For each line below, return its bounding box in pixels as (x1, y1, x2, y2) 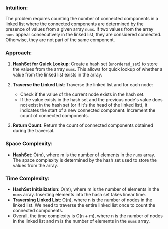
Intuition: (5, 4, 28, 11)
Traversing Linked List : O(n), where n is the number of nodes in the (12, 197, 153, 203)
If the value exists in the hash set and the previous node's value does (20, 96, 163, 102)
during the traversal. (12, 127, 55, 133)
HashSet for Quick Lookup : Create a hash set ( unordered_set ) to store (12, 61, 158, 67)
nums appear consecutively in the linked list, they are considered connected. (5, 32, 162, 38)
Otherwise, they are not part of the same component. (5, 37, 115, 43)
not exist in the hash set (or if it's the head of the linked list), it (20, 102, 148, 108)
